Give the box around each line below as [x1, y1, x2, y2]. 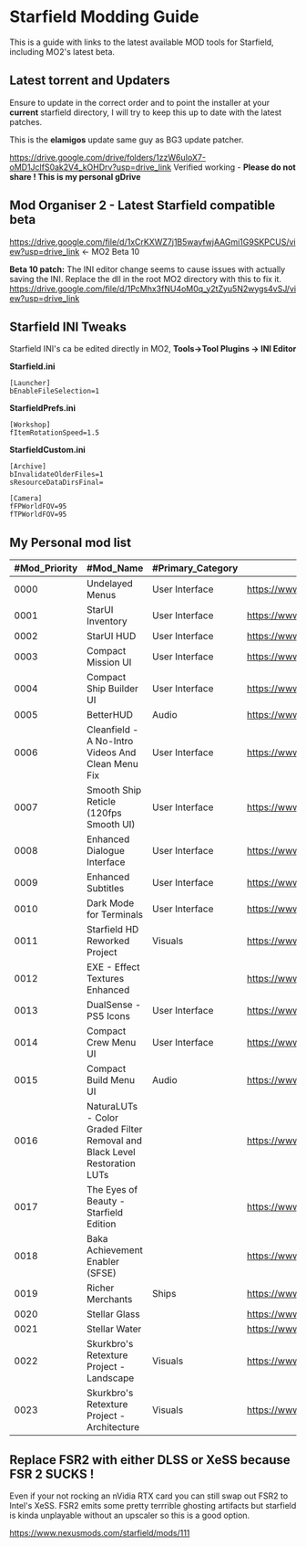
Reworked [86, 934, 130, 947]
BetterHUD [86, 709, 134, 721]
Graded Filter [86, 1123, 143, 1136]
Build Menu [86, 1074, 135, 1087]
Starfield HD [86, 923, 139, 936]
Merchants [86, 1293, 133, 1306]
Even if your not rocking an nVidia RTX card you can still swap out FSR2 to [9, 1490, 289, 1501]
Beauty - [86, 1194, 126, 1207]
